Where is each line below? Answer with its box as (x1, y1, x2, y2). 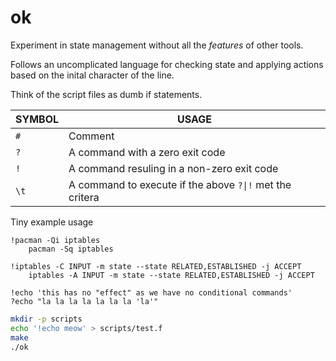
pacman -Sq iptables (28, 244, 114, 254)
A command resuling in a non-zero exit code (68, 161, 279, 175)
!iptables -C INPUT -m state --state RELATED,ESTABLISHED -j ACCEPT (10, 261, 302, 271)
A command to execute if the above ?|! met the (68, 177, 292, 191)
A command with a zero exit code (68, 145, 226, 159)
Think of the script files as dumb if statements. (10, 88, 203, 100)
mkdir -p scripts (10, 314, 83, 324)
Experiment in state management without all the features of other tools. (10, 39, 304, 51)
